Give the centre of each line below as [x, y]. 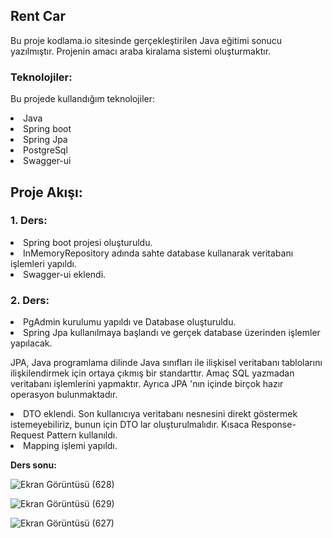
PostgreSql [45, 150]
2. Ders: [30, 300]
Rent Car [38, 16]
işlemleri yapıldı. [43, 263]
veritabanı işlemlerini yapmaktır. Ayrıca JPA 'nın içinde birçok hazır [147, 384]
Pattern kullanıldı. [82, 435]
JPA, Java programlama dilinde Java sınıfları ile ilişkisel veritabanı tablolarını [166, 363]
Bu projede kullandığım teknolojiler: [82, 99]
